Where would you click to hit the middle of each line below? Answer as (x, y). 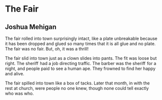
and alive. (15, 74)
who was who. (19, 93)
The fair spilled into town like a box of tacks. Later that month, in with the (77, 83)
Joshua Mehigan (31, 27)
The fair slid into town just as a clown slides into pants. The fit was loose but (81, 58)
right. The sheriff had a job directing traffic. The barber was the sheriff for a (81, 63)
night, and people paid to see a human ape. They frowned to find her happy (80, 68)
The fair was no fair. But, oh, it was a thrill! (47, 49)
